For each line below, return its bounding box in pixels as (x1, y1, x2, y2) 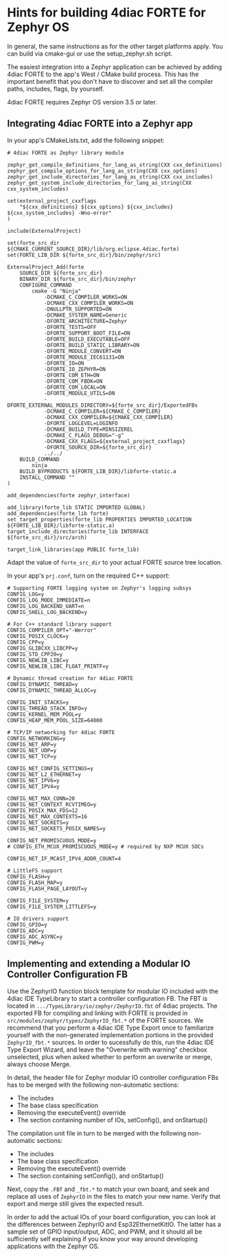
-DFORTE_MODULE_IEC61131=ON (43, 354, 125, 361)
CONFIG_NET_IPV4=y (7, 783, 60, 790)
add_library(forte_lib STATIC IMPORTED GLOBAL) (7, 503, 146, 511)
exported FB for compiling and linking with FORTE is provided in (7, 1008, 188, 1017)
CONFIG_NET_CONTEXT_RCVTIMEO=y (7, 801, 97, 808)
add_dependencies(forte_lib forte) (7, 510, 109, 517)
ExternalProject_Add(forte (7, 263, 84, 271)
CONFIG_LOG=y (7, 591, 45, 598)
